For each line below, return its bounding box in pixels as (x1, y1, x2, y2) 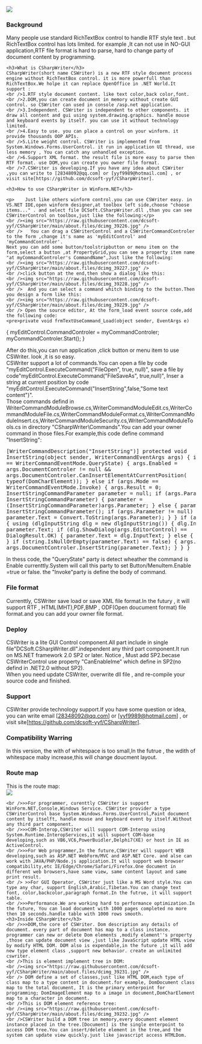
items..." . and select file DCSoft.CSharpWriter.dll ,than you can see (6, 207, 192, 213)
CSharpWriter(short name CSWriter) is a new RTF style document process (6, 70, 192, 77)
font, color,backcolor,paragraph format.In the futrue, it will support (6, 890, 192, 896)
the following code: (6, 313, 58, 319)
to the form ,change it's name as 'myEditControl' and (6, 234, 147, 240)
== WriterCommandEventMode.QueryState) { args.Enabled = (6, 460, 178, 467)
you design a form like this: (6, 292, 82, 298)
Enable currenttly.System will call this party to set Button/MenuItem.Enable (6, 562, 191, 569)
